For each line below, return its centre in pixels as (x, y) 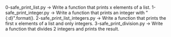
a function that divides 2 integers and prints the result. (62, 29)
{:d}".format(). (20, 18)
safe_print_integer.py (27, 13)
